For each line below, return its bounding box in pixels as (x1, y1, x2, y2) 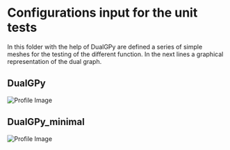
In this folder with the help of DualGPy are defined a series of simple (7, 42, 203, 51)
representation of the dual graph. (7, 57, 102, 65)
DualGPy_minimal (7, 116, 85, 128)
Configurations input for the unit (7, 5, 198, 21)
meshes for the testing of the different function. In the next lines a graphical (7, 50, 224, 58)
